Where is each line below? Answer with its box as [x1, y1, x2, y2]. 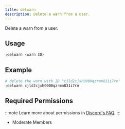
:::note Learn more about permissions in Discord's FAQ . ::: [5, 109, 121, 115]
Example [5, 65, 32, 74]
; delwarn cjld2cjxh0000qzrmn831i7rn [5, 83, 79, 88]
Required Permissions [5, 97, 73, 105]
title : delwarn [5, 7, 36, 12]
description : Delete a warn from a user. [5, 12, 90, 17]
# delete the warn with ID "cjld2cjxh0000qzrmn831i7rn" [5, 79, 121, 84]
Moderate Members [12, 119, 52, 125]
